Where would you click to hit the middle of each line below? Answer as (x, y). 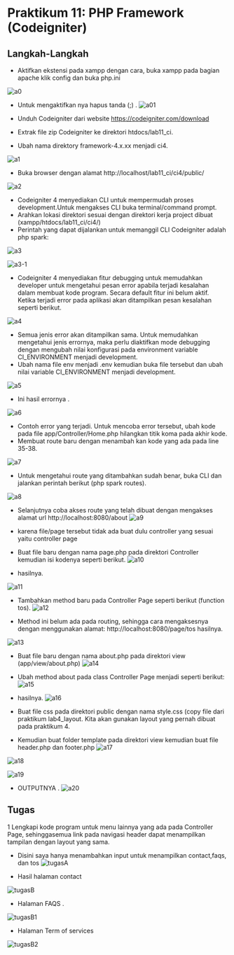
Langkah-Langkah (48, 54)
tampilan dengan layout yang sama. (58, 842)
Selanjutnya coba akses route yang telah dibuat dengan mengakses (115, 510)
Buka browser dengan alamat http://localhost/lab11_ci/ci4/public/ (111, 173)
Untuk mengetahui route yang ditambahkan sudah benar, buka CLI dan (119, 475)
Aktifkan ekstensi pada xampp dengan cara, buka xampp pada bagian (118, 70)
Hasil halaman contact (49, 876)
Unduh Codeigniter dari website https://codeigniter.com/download (113, 118)
